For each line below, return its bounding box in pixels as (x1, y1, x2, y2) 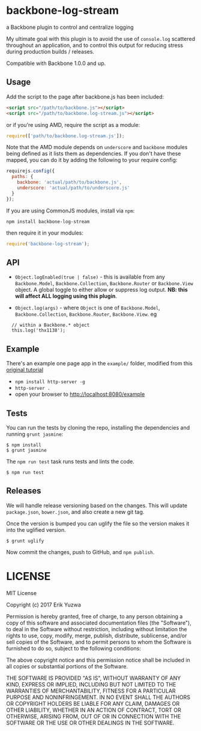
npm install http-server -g (14, 379, 85, 385)
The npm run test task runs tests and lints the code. (6, 458, 135, 465)
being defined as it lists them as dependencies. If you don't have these (6, 150, 181, 157)
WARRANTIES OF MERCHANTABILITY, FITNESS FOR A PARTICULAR (6, 687, 176, 694)
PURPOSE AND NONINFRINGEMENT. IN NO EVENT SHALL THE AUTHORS (6, 693, 191, 701)
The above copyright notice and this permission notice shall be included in (6, 656, 190, 664)
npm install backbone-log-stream (6, 218, 90, 224)
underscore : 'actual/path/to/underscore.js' (17, 185, 130, 191)
